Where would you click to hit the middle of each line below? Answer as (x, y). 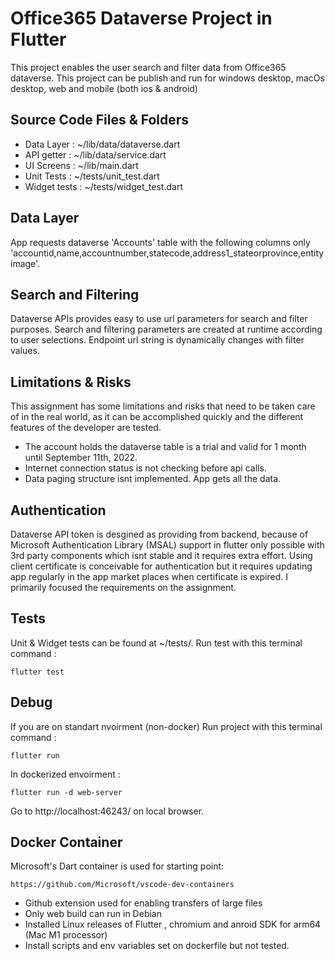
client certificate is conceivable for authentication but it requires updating (161, 566)
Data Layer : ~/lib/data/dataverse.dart (102, 144)
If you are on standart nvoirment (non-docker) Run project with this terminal (166, 726)
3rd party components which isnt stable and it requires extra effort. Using (161, 555)
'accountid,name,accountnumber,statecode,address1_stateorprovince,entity (167, 253)
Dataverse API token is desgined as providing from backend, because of (159, 534)
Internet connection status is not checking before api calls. (145, 468)
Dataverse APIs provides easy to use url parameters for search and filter (159, 319)
